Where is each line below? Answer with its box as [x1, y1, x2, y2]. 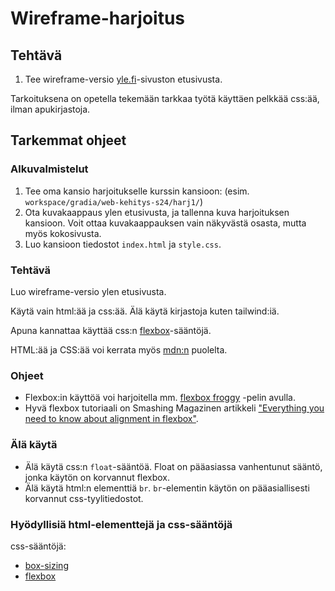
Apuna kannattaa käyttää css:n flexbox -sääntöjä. [10, 324, 212, 336]
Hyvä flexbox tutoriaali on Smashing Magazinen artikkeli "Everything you [24, 402, 325, 414]
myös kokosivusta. [24, 227, 102, 239]
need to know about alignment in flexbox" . [24, 413, 199, 425]
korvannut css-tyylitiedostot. [24, 492, 144, 504]
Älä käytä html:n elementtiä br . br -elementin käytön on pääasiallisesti [24, 482, 310, 494]
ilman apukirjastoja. [10, 103, 91, 115]
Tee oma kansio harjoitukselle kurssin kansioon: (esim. [24, 185, 250, 197]
